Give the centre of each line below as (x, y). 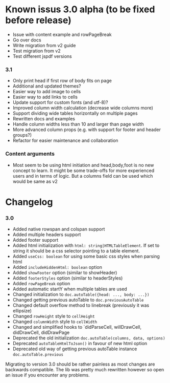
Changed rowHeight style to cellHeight (54, 316)
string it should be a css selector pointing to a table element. (76, 251)
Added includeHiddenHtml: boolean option (57, 267)
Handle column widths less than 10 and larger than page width (78, 124)
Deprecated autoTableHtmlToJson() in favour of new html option (80, 344)
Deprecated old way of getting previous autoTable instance (75, 349)
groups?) (22, 135)
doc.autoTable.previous (38, 355)
